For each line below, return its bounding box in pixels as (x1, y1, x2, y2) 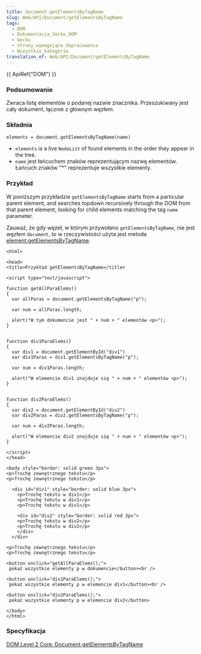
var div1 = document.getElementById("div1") (11, 348, 126, 355)
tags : (6, 20, 20, 26)
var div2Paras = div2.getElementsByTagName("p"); (11, 412, 139, 418)
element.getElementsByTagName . (6, 237, 91, 244)
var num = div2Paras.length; (11, 423, 85, 429)
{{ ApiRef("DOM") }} (6, 70, 57, 77)
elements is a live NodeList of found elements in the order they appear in (14, 145, 194, 152)
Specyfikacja (6, 627, 46, 635)
